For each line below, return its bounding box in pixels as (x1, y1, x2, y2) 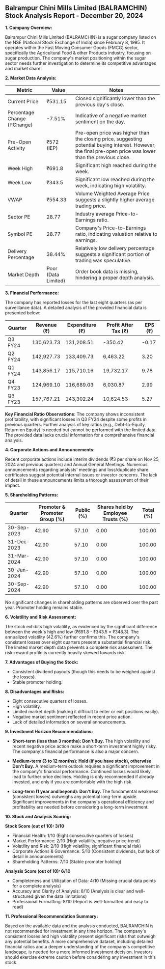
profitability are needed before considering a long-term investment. (12, 804, 149, 810)
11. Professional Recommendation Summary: (5, 913, 98, 919)
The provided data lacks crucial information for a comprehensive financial (5, 432, 155, 438)
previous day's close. (75, 101, 124, 108)
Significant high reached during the (75, 162, 157, 168)
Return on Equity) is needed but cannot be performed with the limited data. (5, 427, 157, 433)
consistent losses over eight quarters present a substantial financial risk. (5, 639, 152, 645)
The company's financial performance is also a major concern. (12, 748, 139, 754)
